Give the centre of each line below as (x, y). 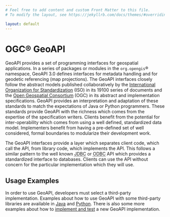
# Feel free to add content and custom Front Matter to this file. (78, 10)
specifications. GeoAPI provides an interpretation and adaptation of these (82, 101)
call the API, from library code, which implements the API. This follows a (80, 148)
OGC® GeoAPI (35, 49)
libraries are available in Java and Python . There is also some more (75, 204)
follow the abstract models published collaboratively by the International (80, 85)
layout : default (22, 24)
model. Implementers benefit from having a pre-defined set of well (75, 128)
